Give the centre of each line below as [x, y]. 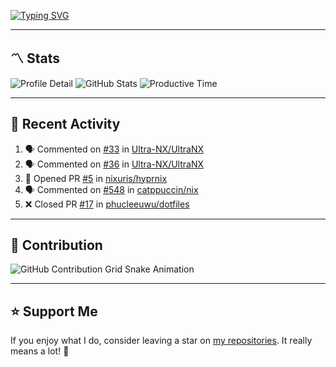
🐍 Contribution [56, 245]
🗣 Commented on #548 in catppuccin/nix [111, 189]
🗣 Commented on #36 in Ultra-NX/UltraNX [114, 164]
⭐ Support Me [54, 311]
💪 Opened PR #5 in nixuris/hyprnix [96, 178]
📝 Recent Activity [65, 124]
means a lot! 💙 [40, 351]
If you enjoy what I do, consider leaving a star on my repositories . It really [161, 341]
